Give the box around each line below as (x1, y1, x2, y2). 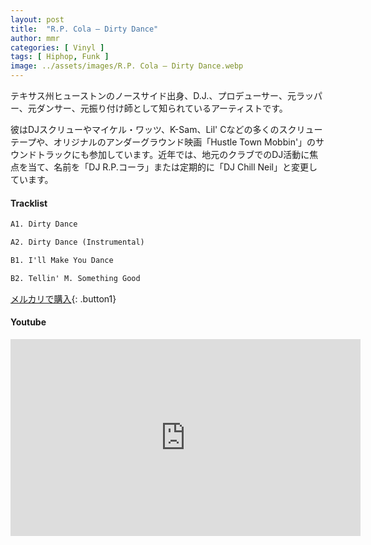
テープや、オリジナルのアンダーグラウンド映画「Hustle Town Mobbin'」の (10, 136, 317, 148)
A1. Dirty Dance (10, 219, 78, 230)
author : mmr (10, 33, 60, 43)
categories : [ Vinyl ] (10, 42, 105, 53)
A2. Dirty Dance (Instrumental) (10, 237, 145, 248)
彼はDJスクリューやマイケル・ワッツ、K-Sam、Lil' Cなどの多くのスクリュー (10, 124, 323, 135)
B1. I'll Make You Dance (10, 255, 114, 265)
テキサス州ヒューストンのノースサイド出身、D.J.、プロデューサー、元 (10, 90, 297, 101)
